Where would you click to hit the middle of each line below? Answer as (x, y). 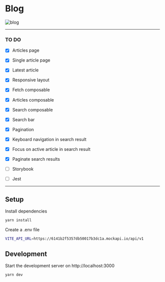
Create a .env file (22, 229)
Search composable (32, 109)
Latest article (25, 70)
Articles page (26, 50)
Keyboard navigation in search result (49, 139)
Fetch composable (31, 90)
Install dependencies (26, 211)
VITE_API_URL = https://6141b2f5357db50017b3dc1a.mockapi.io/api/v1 (74, 239)
